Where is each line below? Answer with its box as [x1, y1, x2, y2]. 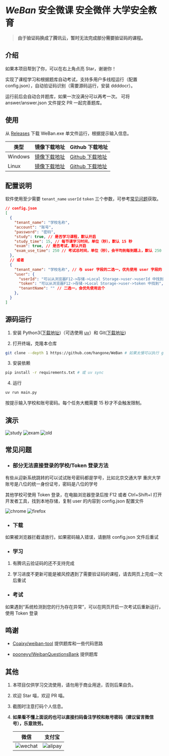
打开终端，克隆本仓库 [12, 340, 57, 346]
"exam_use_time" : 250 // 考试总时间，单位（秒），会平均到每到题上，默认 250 [14, 248, 162, 253]
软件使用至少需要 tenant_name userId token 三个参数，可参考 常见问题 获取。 [5, 196, 161, 202]
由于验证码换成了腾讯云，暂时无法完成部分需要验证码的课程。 [17, 35, 146, 41]
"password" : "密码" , [14, 229, 56, 234]
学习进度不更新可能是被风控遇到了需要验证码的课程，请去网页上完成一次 [12, 571, 162, 577]
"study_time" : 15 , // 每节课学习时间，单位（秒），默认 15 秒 [14, 239, 132, 244]
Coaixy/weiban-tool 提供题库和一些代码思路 [12, 640, 103, 647]
